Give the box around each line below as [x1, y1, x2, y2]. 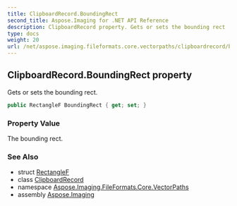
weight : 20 [7, 37, 39, 44]
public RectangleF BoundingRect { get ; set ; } [7, 102, 147, 109]
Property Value [7, 118, 61, 128]
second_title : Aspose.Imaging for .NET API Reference [7, 17, 169, 24]
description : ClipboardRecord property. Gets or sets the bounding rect [7, 23, 226, 30]
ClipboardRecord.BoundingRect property [7, 69, 193, 81]
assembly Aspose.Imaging [17, 190, 95, 199]
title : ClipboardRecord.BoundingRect [7, 10, 119, 18]
